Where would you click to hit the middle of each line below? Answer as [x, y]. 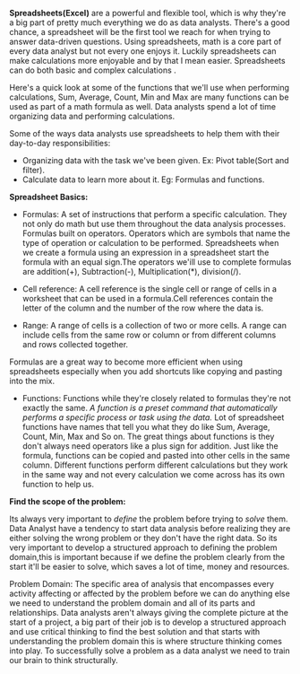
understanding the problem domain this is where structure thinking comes [146, 641]
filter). [33, 170]
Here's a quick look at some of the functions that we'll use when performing [149, 88]
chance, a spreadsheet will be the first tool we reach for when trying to [140, 32]
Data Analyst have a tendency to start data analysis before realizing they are [150, 528]
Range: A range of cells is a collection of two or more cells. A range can [154, 325]
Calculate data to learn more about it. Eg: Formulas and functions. [143, 179]
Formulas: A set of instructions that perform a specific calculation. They [154, 214]
